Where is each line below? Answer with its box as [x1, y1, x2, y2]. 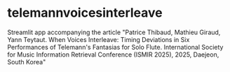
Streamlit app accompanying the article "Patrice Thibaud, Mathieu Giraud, [7, 28, 221, 36]
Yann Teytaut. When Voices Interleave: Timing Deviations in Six [7, 35, 190, 43]
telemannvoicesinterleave [7, 5, 163, 21]
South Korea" [7, 57, 46, 66]
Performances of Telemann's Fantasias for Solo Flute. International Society [7, 43, 224, 51]
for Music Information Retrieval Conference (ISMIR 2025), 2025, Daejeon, [7, 50, 219, 59]
